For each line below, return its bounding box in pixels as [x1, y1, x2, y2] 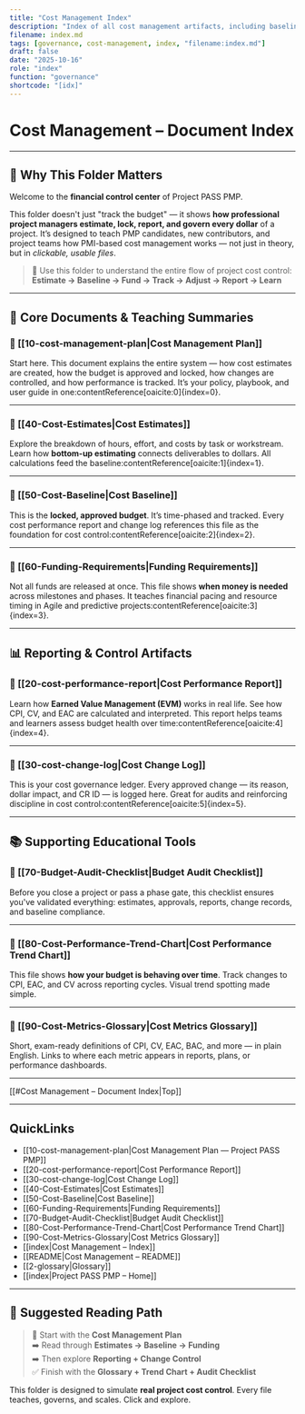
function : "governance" [9, 73, 100, 82]
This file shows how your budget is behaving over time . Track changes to [9, 969, 288, 980]
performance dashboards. [9, 1060, 107, 1070]
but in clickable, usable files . [9, 247, 116, 259]
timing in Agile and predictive [9, 600, 119, 611]
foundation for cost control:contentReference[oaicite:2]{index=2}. [9, 529, 256, 540]
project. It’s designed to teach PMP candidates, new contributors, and [9, 228, 271, 239]
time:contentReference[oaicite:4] [159, 717, 283, 728]
